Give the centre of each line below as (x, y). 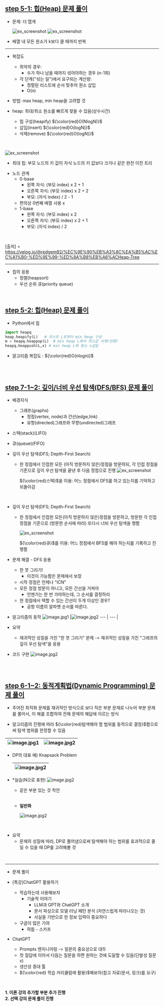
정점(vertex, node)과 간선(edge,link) (62, 416)
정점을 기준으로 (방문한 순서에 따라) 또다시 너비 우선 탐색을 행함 (80, 523)
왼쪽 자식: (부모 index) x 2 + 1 (55, 184)
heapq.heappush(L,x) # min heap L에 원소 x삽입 (52, 346)
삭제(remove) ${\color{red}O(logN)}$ (57, 133)
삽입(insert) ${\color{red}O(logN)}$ (55, 127)
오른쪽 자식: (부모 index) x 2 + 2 (58, 191)
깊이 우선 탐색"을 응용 (40, 644)
